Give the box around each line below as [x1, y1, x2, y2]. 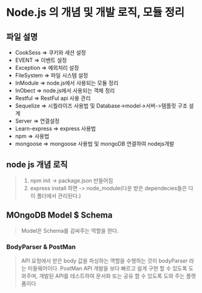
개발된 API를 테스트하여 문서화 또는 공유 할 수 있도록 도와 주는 [39, 272, 185, 280]
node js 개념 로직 [6, 159, 68, 170]
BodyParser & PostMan [6, 243, 76, 251]
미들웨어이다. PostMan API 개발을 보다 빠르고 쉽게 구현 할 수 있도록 [27, 264, 187, 272]
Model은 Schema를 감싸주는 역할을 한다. [21, 227, 119, 234]
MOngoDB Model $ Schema [6, 210, 113, 221]
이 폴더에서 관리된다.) [30, 192, 81, 199]
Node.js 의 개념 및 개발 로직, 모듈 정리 [6, 5, 185, 19]
